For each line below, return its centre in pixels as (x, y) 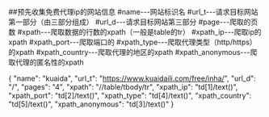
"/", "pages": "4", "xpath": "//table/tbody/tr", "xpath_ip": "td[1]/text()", (123, 87)
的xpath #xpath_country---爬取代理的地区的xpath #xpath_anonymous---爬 (133, 52)
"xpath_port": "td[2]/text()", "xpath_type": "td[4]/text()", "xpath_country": (130, 96)
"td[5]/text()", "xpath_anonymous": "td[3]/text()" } (91, 104)
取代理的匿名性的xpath (46, 62)
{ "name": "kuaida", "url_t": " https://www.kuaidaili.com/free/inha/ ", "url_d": (132, 78)
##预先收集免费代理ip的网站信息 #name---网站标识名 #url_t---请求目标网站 (133, 12)
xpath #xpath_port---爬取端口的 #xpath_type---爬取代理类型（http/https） (132, 42)
